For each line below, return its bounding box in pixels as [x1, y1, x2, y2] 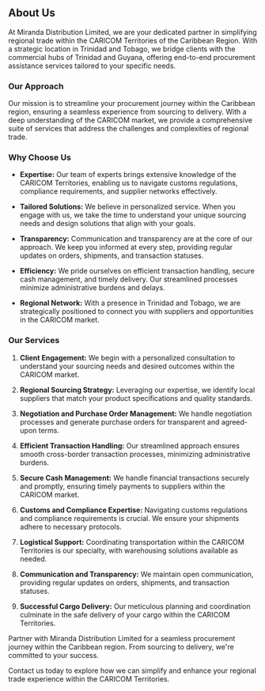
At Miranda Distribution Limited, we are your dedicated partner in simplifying [8, 27, 257, 36]
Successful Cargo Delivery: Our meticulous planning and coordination [19, 601, 251, 611]
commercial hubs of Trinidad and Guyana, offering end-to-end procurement [8, 52, 256, 62]
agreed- [221, 417, 248, 426]
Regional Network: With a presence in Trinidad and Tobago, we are [19, 298, 241, 308]
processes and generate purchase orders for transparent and [19, 417, 220, 426]
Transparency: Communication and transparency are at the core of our [19, 234, 253, 244]
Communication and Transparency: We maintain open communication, [19, 569, 254, 579]
